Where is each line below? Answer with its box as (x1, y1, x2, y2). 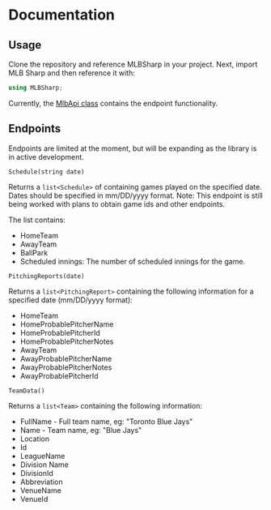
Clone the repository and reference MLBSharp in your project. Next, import (8, 59, 258, 69)
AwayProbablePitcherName (19, 354, 112, 363)
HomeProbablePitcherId (19, 328, 101, 337)
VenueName (19, 485, 62, 495)
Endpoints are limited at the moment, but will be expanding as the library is (8, 144, 257, 153)
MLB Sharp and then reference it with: (8, 68, 136, 78)
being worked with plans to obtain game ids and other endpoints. (8, 199, 225, 208)
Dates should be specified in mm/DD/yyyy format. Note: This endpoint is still (8, 191, 263, 200)
